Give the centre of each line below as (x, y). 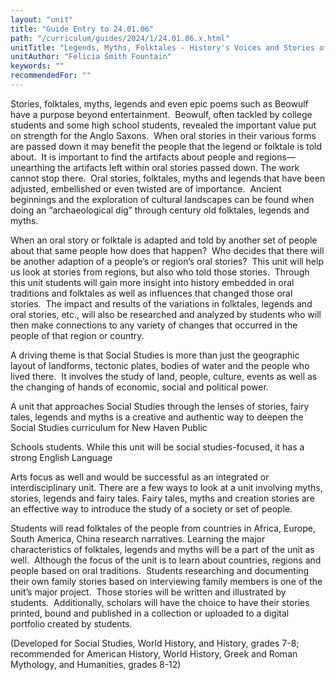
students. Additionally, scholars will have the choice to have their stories (160, 602)
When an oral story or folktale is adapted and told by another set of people (164, 240)
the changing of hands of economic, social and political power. (139, 387)
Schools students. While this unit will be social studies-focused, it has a (157, 447)
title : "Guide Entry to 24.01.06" (82, 29)
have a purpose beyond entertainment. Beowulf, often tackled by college (161, 114)
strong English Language (61, 457)
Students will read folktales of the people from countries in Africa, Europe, (163, 528)
